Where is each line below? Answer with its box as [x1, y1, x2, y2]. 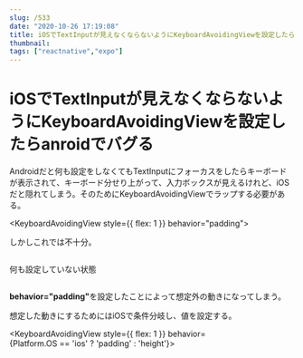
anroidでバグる [41, 134, 154, 155]
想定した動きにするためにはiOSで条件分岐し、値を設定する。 [9, 310, 237, 322]
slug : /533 [9, 13, 51, 23]
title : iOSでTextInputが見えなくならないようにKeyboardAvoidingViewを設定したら [9, 30, 296, 39]
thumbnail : [9, 38, 51, 48]
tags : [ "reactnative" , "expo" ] [9, 47, 124, 56]
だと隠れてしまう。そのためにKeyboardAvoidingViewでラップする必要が [9, 189, 278, 199]
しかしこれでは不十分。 [9, 237, 97, 247]
